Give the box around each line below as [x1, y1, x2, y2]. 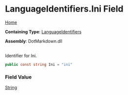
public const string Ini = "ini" [5, 62, 73, 67]
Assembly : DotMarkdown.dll [5, 38, 63, 44]
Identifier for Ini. [5, 52, 37, 59]
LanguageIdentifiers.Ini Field [5, 3, 124, 15]
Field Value [5, 74, 32, 80]
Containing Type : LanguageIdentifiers [5, 29, 81, 34]
